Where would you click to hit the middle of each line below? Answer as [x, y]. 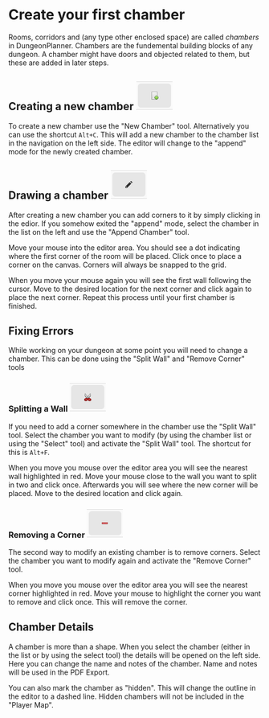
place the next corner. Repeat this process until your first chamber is [122, 297]
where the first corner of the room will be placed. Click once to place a [125, 256]
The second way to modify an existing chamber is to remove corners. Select [134, 552]
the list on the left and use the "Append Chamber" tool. [99, 232]
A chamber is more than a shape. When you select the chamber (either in [129, 646]
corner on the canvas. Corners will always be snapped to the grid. [118, 265]
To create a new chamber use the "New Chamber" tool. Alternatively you [129, 125]
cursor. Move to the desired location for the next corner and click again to [130, 289]
